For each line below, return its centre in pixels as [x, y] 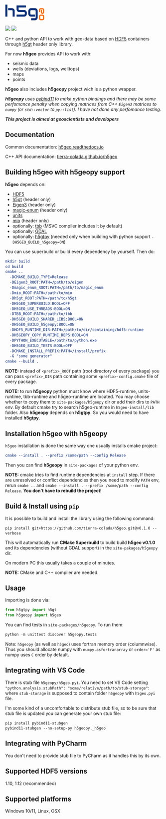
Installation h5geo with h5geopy [56, 434]
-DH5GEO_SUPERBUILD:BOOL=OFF [40, 303]
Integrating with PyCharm [46, 744]
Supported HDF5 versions [46, 771]
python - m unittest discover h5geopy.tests [51, 634]
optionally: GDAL [30, 231]
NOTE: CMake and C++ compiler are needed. [52, 572]
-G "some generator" [31, 356]
